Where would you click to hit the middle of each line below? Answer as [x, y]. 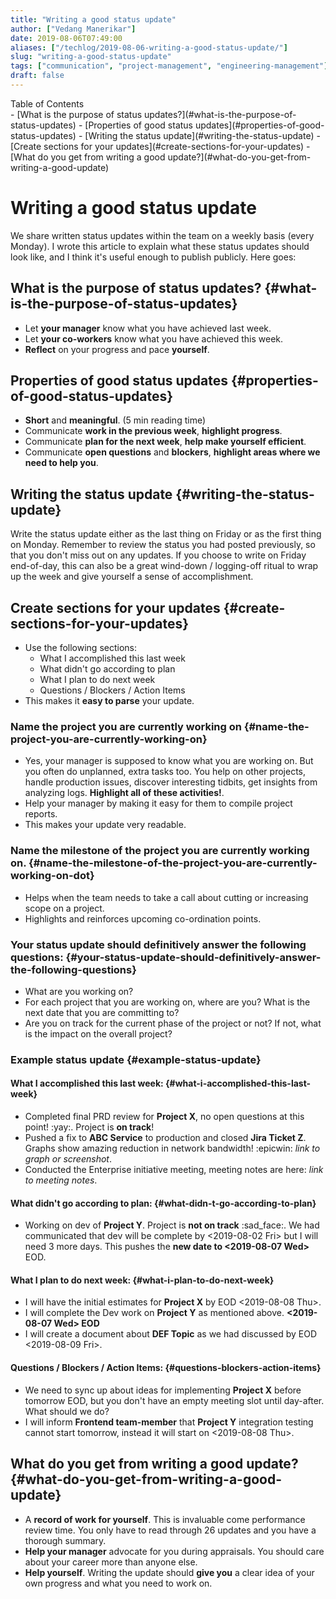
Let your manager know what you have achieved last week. [148, 328]
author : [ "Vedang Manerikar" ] [73, 29]
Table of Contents [47, 103]
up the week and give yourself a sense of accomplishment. [132, 577]
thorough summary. [65, 1540]
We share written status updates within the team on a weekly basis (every [162, 235]
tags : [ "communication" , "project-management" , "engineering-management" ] [169, 66]
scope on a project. [64, 908]
